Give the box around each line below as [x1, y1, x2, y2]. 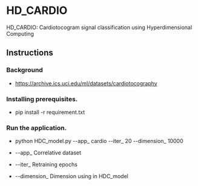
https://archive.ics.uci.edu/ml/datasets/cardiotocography [15, 79, 157, 87]
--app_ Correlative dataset [15, 149, 82, 156]
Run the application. [6, 124, 67, 132]
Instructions [6, 48, 53, 58]
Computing [6, 30, 35, 37]
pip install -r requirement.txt [15, 108, 85, 116]
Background [6, 66, 44, 75]
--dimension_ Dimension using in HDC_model [15, 173, 128, 180]
